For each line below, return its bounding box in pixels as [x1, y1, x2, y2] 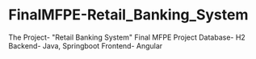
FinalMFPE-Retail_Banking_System [8, 6, 249, 24]
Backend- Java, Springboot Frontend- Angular [8, 40, 163, 50]
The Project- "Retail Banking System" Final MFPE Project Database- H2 [8, 32, 246, 42]
